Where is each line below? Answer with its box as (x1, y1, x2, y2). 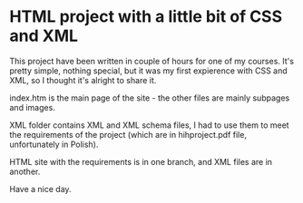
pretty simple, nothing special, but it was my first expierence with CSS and (9, 65, 288, 76)
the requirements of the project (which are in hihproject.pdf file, (9, 129, 248, 140)
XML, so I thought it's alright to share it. (9, 74, 157, 85)
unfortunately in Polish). (9, 139, 99, 150)
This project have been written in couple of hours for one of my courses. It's (9, 55, 295, 66)
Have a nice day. (9, 183, 72, 194)
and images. (9, 101, 56, 112)
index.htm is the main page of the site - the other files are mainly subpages (9, 92, 290, 103)
